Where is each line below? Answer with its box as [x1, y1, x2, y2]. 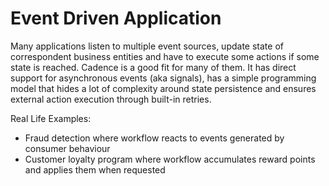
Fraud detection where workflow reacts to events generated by [24, 132, 285, 144]
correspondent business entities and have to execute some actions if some [10, 50, 320, 62]
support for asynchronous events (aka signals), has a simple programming [10, 72, 317, 84]
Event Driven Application [10, 7, 222, 30]
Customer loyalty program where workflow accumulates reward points [24, 153, 316, 165]
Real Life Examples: [10, 112, 92, 124]
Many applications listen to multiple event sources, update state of [10, 40, 284, 52]
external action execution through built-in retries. [10, 93, 212, 105]
